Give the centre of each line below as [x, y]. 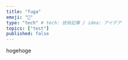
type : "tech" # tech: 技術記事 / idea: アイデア [64, 23]
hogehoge [19, 50]
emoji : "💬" [20, 17]
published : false [28, 34]
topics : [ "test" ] [28, 28]
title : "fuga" [24, 12]
